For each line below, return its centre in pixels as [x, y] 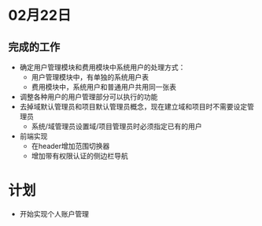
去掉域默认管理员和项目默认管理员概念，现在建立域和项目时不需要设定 [133, 107]
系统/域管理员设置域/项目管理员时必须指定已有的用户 [116, 126]
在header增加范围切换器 [70, 146]
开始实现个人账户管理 [54, 213]
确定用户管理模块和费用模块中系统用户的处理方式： [102, 67]
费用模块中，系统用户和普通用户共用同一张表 [104, 87]
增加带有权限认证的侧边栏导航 [79, 156]
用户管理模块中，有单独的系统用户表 [90, 77]
